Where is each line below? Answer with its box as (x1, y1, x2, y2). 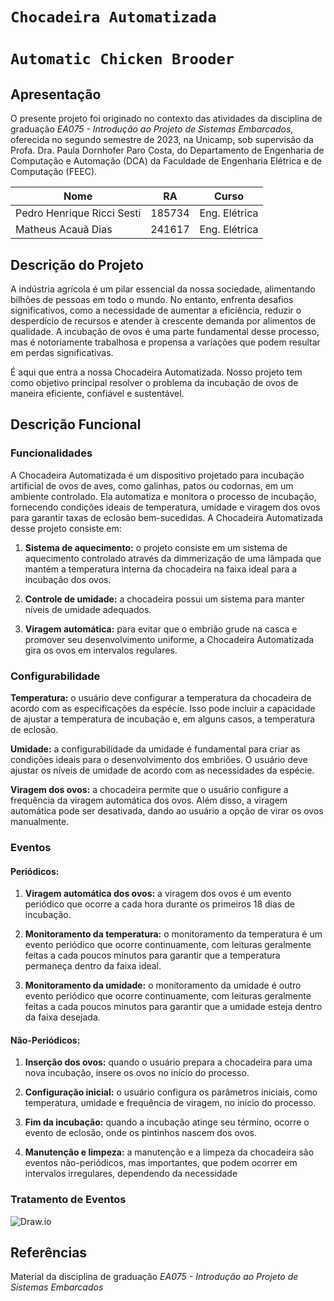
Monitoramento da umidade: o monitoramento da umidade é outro (24, 979, 302, 992)
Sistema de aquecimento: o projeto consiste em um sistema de (24, 541, 288, 553)
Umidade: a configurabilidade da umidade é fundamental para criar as (10, 743, 301, 755)
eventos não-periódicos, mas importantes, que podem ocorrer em (24, 1157, 298, 1169)
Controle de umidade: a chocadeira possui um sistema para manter (24, 593, 305, 605)
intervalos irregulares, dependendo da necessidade (24, 1168, 238, 1180)
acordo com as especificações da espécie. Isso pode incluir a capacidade (10, 702, 316, 714)
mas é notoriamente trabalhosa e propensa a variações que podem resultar (10, 336, 321, 348)
